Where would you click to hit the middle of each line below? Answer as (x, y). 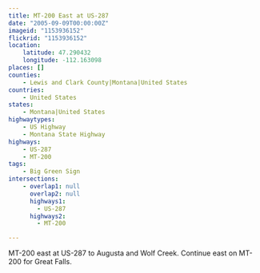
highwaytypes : (32, 120)
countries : (26, 90)
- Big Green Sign (52, 172)
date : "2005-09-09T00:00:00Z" (59, 23)
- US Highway (44, 127)
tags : (17, 164)
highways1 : (48, 201)
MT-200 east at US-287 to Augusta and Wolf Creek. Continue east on (123, 253)
